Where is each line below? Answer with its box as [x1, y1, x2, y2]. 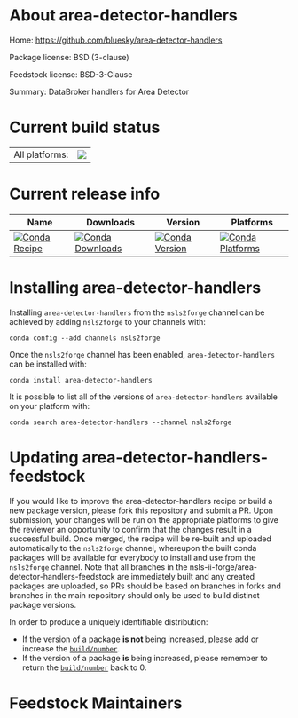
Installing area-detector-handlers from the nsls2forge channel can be [9, 307, 265, 318]
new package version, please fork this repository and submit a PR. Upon [9, 505, 273, 516]
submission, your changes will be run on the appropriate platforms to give [9, 514, 279, 525]
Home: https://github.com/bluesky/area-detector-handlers [9, 35, 223, 45]
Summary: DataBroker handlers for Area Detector [9, 86, 190, 97]
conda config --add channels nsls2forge [9, 334, 161, 343]
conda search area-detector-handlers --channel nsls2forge [9, 418, 232, 427]
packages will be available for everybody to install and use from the [9, 552, 256, 563]
